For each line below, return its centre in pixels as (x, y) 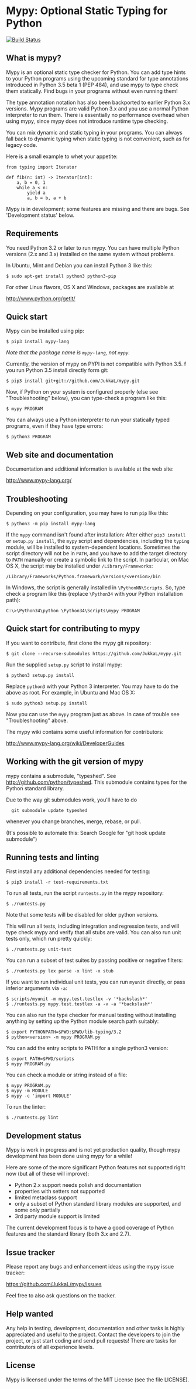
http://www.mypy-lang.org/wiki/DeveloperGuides (65, 743)
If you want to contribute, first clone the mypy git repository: (78, 643)
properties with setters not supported (60, 1192)
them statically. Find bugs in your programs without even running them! (92, 91)
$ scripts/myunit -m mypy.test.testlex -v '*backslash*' (77, 999)
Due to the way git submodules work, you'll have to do (72, 800)
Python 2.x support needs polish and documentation (78, 1185)
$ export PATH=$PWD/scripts (40, 1059)
